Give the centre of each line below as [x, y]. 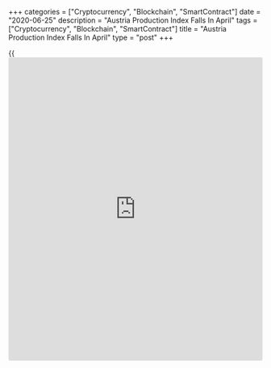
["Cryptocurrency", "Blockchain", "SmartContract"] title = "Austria [118, 29]
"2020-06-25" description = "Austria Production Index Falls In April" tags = [133, 20]
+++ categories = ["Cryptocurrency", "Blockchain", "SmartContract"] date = [135, 12]
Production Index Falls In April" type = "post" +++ [91, 37]
